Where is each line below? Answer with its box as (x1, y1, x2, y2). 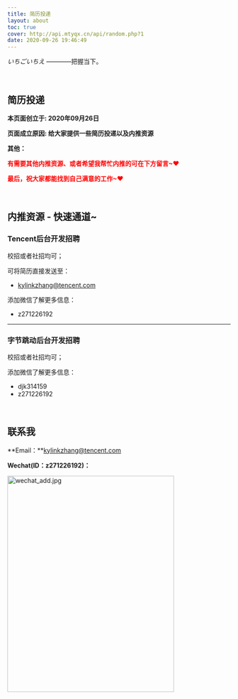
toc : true (7, 23, 37, 31)
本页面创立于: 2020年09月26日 (7, 114, 99, 122)
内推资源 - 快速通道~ (7, 211, 98, 223)
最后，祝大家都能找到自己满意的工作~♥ (7, 174, 124, 183)
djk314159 (17, 381, 47, 391)
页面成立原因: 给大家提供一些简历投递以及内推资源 (7, 129, 154, 137)
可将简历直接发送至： (7, 266, 69, 275)
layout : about (7, 17, 50, 24)
